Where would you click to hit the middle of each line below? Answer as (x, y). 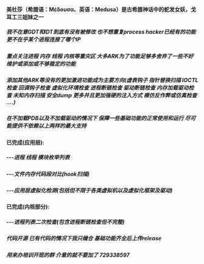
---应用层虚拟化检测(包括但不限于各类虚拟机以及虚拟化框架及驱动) (90, 190)
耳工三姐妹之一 (25, 17)
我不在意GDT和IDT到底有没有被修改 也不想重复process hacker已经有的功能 (101, 32)
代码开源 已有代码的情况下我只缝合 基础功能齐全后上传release (84, 238)
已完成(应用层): (25, 142)
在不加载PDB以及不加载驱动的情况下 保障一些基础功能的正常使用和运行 (95, 118)
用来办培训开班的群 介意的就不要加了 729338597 (68, 255)
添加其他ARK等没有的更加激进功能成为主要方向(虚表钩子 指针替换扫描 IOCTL (102, 80)
